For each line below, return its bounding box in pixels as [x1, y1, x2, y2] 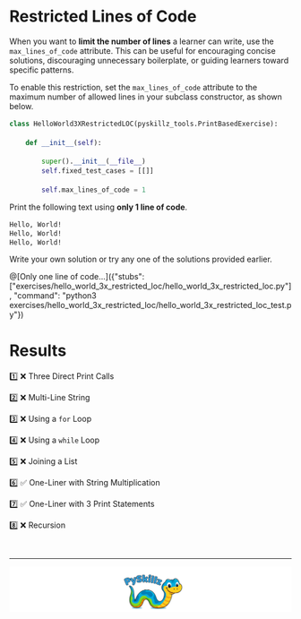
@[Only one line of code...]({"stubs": [9, 271, 145, 281]
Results [9, 340, 67, 361]
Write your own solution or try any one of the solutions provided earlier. [9, 254, 273, 264]
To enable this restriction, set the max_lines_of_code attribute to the [9, 82, 258, 92]
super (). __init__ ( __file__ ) [41, 157, 146, 167]
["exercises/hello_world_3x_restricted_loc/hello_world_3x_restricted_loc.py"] [9, 280, 292, 291]
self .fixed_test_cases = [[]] [41, 167, 154, 176]
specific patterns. [9, 64, 74, 75]
